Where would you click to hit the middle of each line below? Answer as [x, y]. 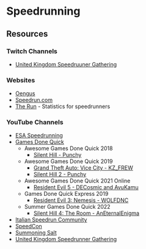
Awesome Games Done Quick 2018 [68, 148]
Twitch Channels [32, 51]
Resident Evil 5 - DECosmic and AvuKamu [86, 187]
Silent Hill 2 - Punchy [60, 175]
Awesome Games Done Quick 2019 [68, 161]
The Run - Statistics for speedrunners [63, 106]
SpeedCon [29, 226]
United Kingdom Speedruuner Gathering [66, 64]
